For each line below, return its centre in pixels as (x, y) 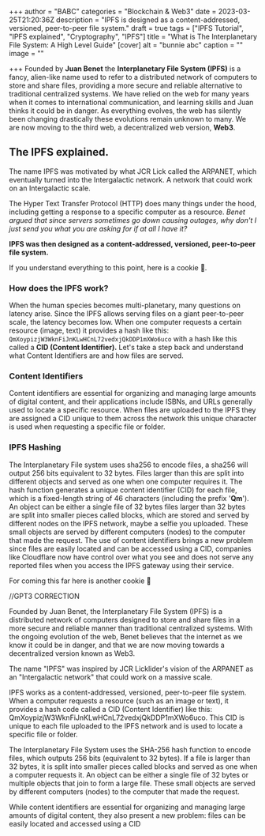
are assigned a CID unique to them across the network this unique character (133, 419)
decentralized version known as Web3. (72, 653)
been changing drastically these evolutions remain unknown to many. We (128, 119)
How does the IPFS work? (59, 288)
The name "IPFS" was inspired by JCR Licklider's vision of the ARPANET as (131, 668)
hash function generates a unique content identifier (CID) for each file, (123, 490)
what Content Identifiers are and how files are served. (96, 356)
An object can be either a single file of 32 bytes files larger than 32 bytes (127, 506)
